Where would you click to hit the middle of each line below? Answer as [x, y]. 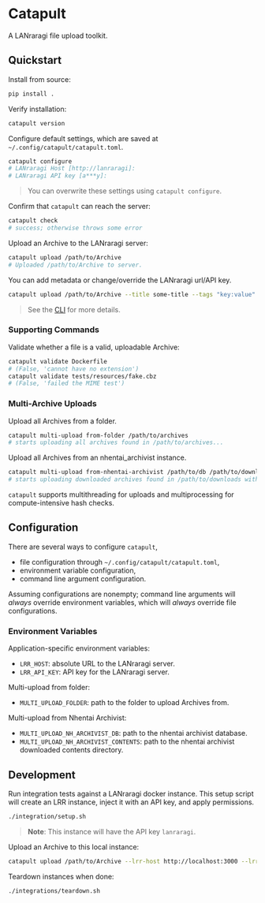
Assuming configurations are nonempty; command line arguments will [122, 594]
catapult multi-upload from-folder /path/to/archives [99, 435]
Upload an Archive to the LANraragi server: [78, 243]
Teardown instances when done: [61, 876]
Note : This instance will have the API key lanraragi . [112, 831]
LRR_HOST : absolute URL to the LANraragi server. [97, 664]
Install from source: [39, 79]
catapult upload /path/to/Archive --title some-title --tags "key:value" [132, 294]
